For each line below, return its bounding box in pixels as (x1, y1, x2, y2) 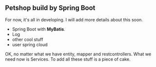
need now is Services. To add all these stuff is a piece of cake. (5, 56, 131, 62)
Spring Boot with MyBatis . (12, 26, 65, 32)
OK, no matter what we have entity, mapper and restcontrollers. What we (5, 51, 152, 57)
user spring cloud (12, 41, 48, 48)
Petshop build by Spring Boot (5, 4, 96, 12)
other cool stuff (12, 36, 43, 42)
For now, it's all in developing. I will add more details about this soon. (5, 17, 143, 22)
